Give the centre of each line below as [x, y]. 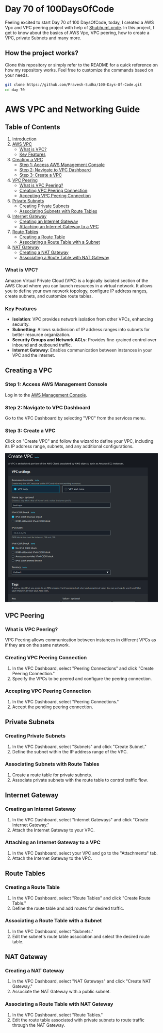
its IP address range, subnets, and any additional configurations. [69, 446]
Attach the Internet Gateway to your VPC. [53, 830]
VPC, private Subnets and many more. [43, 38]
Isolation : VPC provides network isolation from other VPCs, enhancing [82, 319]
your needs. [17, 75]
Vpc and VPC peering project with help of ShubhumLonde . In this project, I [80, 27]
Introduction [24, 139]
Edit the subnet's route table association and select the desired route [81, 936]
